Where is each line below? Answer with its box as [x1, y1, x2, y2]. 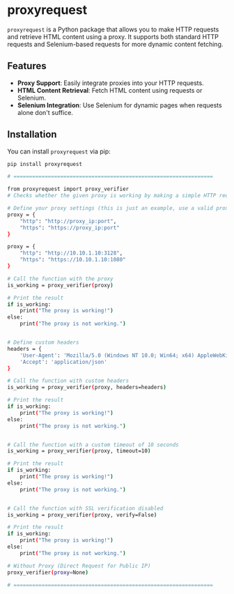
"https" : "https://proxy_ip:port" [19, 224, 120, 231]
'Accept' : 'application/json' [19, 358, 108, 365]
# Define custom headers [7, 339, 79, 346]
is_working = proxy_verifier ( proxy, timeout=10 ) [7, 448, 151, 455]
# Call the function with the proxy [7, 275, 114, 282]
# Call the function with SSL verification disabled [7, 505, 164, 512]
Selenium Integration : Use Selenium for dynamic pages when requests [17, 100, 222, 109]
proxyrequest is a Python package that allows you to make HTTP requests [7, 25, 219, 33]
